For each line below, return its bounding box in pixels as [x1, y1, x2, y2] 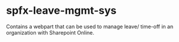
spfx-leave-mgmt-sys [6, 4, 117, 17]
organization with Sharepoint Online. [6, 29, 95, 36]
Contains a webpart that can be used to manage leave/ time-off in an [6, 23, 174, 30]
